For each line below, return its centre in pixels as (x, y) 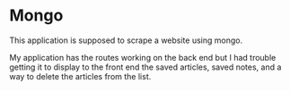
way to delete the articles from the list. (80, 76)
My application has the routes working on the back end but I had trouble (143, 57)
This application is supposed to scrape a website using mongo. (126, 40)
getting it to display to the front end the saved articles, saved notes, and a (145, 67)
